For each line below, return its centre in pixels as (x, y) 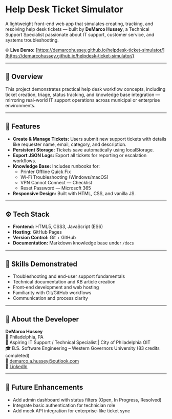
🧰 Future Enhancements (44, 387)
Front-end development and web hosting (56, 287)
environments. (20, 105)
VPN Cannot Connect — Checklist (56, 182)
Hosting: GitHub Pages (37, 232)
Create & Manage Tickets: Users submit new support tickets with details (90, 139)
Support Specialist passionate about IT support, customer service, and (80, 34)
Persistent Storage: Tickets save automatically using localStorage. (83, 149)
